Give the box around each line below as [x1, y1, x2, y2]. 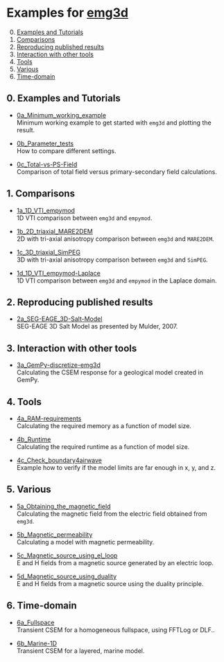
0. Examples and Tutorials [6, 93, 121, 104]
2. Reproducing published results [6, 296, 153, 308]
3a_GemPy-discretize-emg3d [16, 361, 101, 370]
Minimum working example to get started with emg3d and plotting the [16, 118, 212, 127]
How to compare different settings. [16, 146, 117, 155]
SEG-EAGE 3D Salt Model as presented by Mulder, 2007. [16, 322, 178, 331]
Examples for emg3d [6, 5, 129, 21]
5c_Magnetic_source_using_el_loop [16, 551, 118, 560]
